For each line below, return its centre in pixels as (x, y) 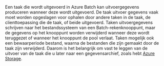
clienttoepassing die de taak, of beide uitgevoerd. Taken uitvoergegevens (79, 22)
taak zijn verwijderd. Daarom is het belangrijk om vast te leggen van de (76, 48)
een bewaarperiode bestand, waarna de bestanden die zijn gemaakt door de (82, 43)
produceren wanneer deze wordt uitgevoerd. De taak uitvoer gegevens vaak (82, 12)
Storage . (14, 58)
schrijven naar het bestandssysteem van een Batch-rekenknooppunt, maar (80, 28)
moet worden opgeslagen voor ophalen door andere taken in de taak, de (78, 17)
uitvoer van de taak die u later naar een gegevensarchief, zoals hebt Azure (80, 53)
